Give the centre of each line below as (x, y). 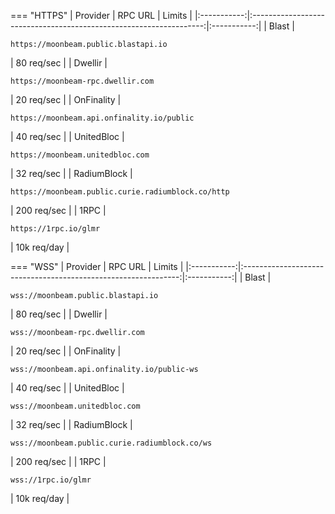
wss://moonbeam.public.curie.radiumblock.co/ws (111, 443)
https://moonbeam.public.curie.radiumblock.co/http (120, 192)
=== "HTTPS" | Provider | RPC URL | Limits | (101, 15)
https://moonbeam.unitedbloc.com (80, 155)
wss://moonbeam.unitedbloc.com (75, 406)
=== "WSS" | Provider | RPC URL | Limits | (97, 266)
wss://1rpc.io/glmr (51, 480)
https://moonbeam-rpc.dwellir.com (82, 81)
